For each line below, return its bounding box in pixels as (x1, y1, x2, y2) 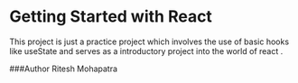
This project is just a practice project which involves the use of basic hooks (9, 36, 290, 47)
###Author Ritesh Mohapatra (9, 63, 118, 74)
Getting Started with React (9, 6, 212, 27)
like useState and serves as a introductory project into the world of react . (9, 45, 284, 56)
